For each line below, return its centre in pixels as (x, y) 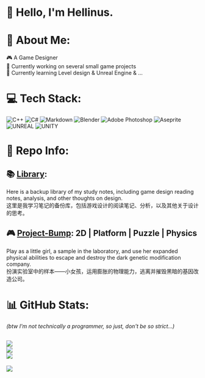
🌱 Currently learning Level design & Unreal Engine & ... (75, 73)
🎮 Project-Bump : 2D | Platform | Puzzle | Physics (102, 233)
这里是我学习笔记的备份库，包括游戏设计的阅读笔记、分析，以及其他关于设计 (103, 205)
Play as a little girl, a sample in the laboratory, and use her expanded (92, 251)
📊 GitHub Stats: (48, 305)
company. (19, 264)
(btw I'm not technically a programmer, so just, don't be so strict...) (91, 326)
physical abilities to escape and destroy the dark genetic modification (94, 257)
